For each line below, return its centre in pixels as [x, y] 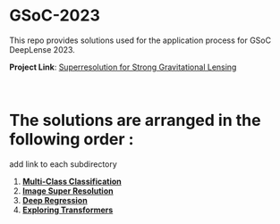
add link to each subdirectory [64, 164]
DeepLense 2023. [42, 49]
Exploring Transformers [68, 210]
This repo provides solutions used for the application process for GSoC [140, 40]
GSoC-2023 [55, 16]
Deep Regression [55, 200]
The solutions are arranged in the [135, 120]
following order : [72, 140]
